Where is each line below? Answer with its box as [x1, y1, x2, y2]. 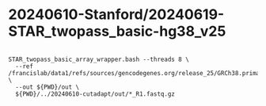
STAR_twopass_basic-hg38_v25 [8, 22, 226, 40]
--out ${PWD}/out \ [15, 83, 80, 91]
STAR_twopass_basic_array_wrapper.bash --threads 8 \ [8, 55, 190, 63]
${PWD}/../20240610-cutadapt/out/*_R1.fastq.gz [15, 89, 176, 98]
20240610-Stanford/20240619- [8, 6, 225, 24]
